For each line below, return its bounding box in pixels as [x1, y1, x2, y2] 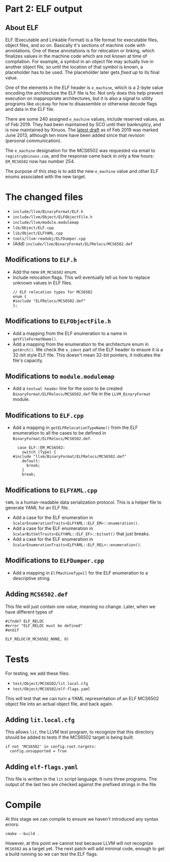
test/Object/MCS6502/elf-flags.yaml [12, 686, 90, 692]
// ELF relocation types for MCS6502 [12, 290, 93, 295]
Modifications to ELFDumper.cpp [5, 556, 105, 565]
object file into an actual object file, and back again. [5, 701, 113, 707]
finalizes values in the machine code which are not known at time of [5, 53, 147, 59]
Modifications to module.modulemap [5, 372, 115, 381]
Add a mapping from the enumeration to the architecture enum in [12, 341, 149, 347]
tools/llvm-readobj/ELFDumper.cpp [12, 236, 86, 241]
